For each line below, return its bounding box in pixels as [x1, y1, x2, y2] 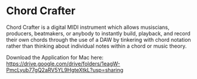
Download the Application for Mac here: [6, 54, 104, 61]
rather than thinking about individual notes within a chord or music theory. [6, 42, 187, 50]
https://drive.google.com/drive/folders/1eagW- [6, 60, 120, 67]
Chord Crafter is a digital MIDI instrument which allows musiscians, [6, 24, 170, 31]
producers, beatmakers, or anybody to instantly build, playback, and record [6, 29, 191, 37]
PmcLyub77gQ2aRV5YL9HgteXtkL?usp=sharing [6, 66, 123, 73]
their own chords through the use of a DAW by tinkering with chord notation [6, 36, 191, 43]
